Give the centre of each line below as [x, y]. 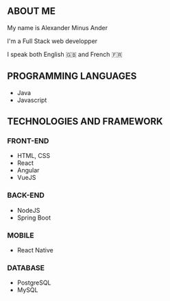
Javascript [32, 100]
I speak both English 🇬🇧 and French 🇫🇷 [65, 54]
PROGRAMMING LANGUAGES [72, 76]
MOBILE [21, 235]
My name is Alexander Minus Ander [58, 27]
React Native [35, 250]
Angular [28, 170]
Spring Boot [34, 218]
